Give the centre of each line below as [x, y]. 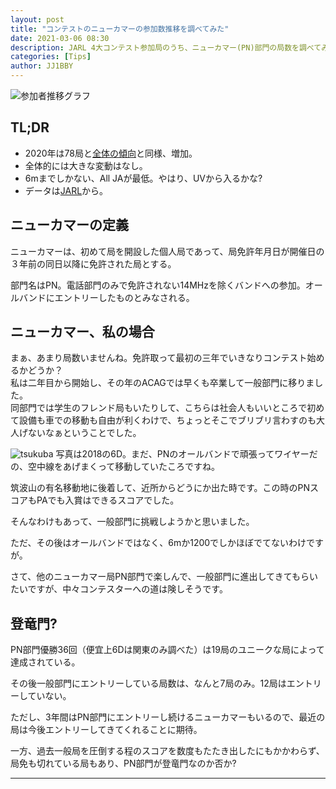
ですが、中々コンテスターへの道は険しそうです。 [127, 589]
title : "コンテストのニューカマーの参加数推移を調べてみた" [120, 29]
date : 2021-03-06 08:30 [60, 38]
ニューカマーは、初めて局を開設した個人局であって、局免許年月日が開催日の [167, 251]
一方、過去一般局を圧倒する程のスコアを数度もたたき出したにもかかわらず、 [167, 751]
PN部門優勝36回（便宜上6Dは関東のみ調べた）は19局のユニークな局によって [167, 650]
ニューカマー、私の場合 [82, 332]
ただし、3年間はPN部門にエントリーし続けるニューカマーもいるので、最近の [168, 717]
